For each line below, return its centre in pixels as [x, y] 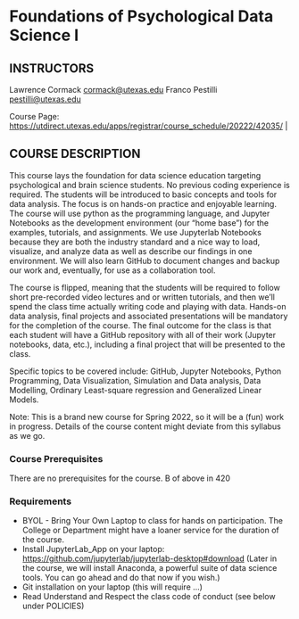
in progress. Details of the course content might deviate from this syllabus [145, 426]
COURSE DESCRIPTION [75, 154]
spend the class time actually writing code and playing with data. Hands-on [148, 306]
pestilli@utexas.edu [46, 99]
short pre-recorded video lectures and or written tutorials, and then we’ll [142, 297]
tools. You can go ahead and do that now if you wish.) [121, 578]
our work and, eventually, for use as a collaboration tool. [112, 270]
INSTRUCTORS [52, 68]
